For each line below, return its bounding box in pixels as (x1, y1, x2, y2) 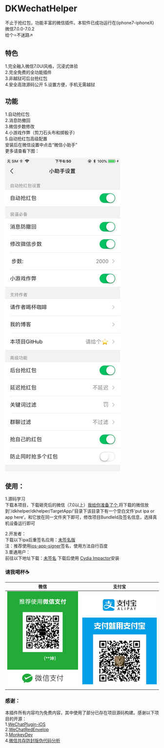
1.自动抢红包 (5, 111, 30, 117)
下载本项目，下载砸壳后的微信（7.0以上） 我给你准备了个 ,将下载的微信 (5, 502, 145, 508)
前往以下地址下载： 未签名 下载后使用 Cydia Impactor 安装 (5, 555, 120, 561)
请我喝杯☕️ (5, 569, 30, 576)
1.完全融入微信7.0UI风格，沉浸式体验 (5, 63, 78, 69)
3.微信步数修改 (5, 123, 35, 129)
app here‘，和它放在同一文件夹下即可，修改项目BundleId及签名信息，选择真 (5, 514, 157, 520)
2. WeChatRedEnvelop (5, 726, 49, 732)
